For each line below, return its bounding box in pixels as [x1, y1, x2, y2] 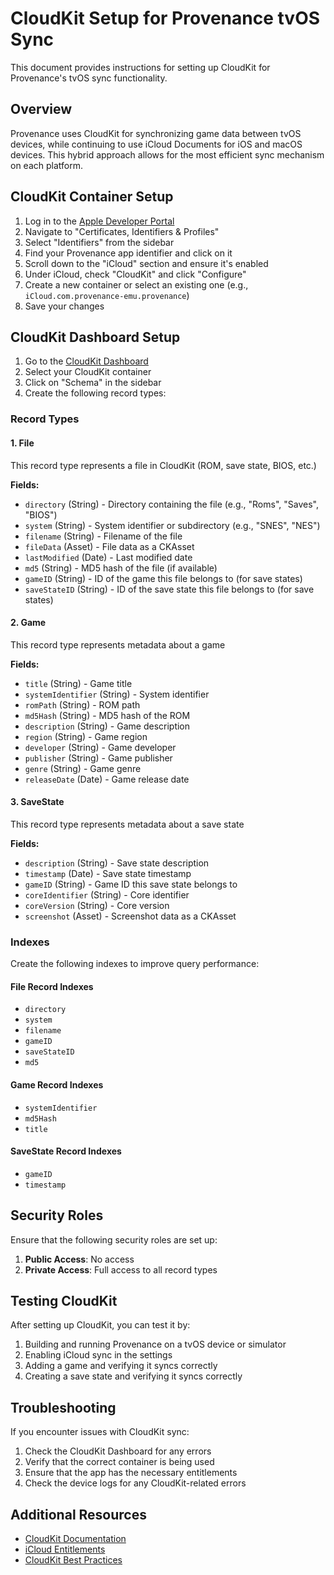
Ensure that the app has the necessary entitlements [24, 1467, 238, 1479]
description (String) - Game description [24, 720, 191, 732]
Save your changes [24, 300, 105, 312]
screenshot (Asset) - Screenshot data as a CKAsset [24, 910, 237, 922]
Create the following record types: [24, 387, 167, 399]
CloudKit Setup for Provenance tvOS [10, 7, 321, 30]
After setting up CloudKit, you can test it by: [10, 1319, 191, 1331]
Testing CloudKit [10, 1293, 118, 1310]
